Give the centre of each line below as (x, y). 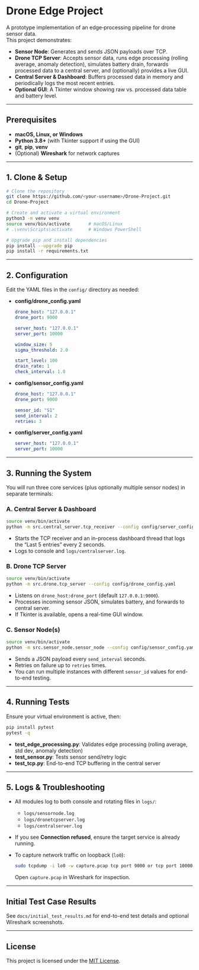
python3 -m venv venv (33, 219)
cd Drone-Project (28, 202)
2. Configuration (37, 275)
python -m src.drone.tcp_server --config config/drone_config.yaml (91, 584)
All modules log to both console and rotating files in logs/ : (86, 802)
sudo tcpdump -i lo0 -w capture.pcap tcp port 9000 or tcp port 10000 (104, 866)
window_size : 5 (33, 345)
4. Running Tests (38, 702)
